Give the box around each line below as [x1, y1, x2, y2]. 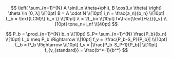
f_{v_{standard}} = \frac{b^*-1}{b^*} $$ [44, 47, 128, 53]
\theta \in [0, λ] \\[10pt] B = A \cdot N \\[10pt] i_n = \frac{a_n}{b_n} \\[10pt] [8, 10, 165, 16]
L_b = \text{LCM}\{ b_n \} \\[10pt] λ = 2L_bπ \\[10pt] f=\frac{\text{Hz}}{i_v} [6, 16, 163, 21]
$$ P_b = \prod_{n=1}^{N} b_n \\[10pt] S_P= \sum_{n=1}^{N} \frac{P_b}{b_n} [6, 31, 167, 37]
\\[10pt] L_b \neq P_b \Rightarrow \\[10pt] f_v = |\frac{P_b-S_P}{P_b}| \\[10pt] [5, 36, 167, 42]
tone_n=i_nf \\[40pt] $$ [68, 21, 118, 27]
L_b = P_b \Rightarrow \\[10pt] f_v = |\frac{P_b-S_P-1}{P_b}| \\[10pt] [15, 42, 158, 48]
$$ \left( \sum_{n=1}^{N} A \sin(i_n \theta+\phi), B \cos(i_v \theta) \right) [10, 5, 162, 11]
